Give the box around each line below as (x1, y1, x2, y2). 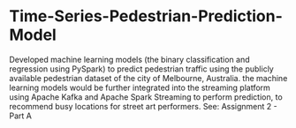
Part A (9, 110, 33, 121)
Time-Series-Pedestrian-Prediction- (9, 6, 283, 26)
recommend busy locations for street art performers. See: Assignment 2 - (9, 101, 277, 111)
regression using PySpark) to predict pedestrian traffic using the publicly (9, 64, 274, 74)
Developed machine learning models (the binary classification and (9, 54, 250, 64)
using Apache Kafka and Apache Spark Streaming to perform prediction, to (9, 91, 283, 102)
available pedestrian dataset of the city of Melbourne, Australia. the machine (9, 72, 288, 83)
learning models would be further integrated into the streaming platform (9, 82, 271, 93)
